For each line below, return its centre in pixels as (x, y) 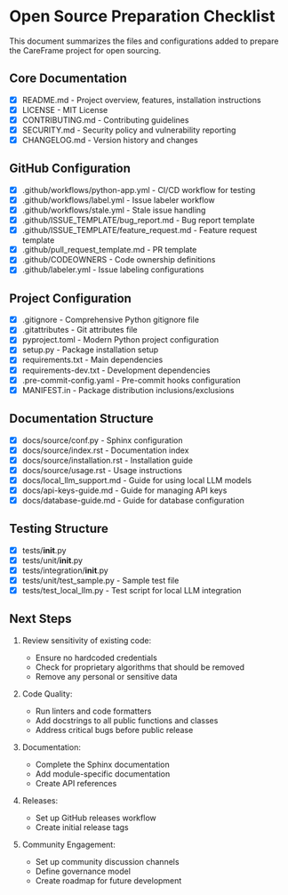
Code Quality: (47, 693)
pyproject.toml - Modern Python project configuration (120, 340)
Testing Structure (59, 529)
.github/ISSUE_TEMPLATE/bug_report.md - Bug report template (138, 221)
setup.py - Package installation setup (90, 350)
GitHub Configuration (70, 169)
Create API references (76, 783)
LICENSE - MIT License (65, 109)
